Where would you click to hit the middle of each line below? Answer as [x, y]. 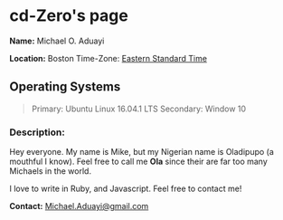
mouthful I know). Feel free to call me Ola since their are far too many [139, 162]
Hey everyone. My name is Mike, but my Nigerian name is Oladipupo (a [141, 152]
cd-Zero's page [69, 16]
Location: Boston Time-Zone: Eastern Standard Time [108, 58]
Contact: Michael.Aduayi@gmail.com [79, 206]
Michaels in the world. [51, 171]
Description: [37, 132]
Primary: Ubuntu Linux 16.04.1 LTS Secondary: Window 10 [139, 109]
